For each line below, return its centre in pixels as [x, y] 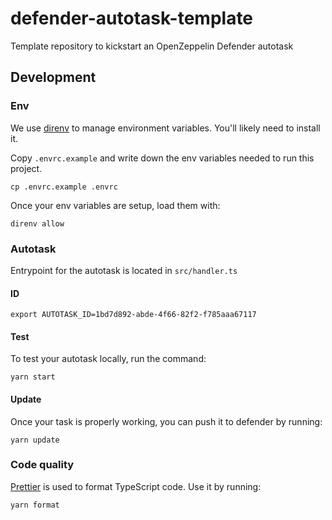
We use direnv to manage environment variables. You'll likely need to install [165, 128]
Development [53, 77]
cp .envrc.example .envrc [64, 187]
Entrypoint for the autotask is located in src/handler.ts [124, 270]
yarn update [35, 440]
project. [26, 168]
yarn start [33, 377]
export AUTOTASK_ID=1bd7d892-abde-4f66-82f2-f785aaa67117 [133, 315]
